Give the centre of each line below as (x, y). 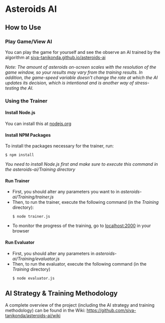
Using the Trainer (26, 101)
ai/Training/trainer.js (33, 197)
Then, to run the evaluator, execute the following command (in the (79, 264)
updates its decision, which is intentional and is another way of (70, 83)
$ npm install (20, 155)
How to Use (23, 27)
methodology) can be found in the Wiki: (45, 311)
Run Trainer (17, 181)
